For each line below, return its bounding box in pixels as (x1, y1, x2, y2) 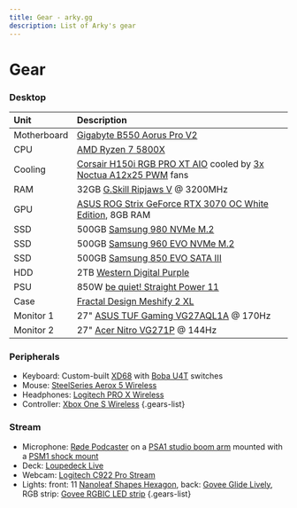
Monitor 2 (13, 324, 55, 336)
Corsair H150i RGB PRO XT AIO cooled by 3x (76, 157, 264, 169)
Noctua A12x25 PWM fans (76, 168, 189, 181)
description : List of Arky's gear (9, 21, 137, 30)
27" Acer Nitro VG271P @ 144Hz (76, 324, 217, 336)
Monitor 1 (13, 309, 55, 322)
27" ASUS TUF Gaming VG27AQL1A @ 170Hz (76, 309, 271, 322)
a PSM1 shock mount (21, 450, 99, 461)
